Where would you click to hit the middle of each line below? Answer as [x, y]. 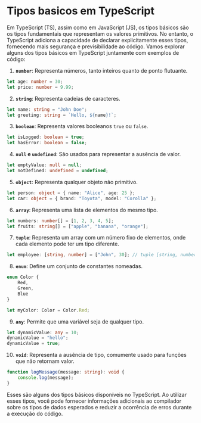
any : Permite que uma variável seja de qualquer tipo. [80, 321]
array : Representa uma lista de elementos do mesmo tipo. [87, 210]
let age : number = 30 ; [35, 82]
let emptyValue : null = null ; [44, 165]
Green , [26, 288]
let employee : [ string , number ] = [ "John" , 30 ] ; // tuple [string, [92, 255]
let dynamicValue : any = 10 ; [43, 332]
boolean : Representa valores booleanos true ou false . [82, 126]
